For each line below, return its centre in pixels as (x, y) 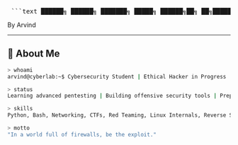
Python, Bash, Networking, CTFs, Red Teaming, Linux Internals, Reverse (117, 115)
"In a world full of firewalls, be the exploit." (82, 134)
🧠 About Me (34, 54)
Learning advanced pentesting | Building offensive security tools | (112, 96)
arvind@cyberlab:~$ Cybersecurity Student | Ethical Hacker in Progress (117, 76)
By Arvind (22, 25)
